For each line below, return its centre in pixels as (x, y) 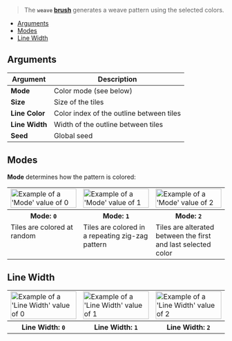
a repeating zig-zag (116, 235)
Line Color (28, 113)
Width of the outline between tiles (109, 124)
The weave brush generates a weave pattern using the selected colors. (124, 10)
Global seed (74, 135)
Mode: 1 (116, 215)
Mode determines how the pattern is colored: (71, 177)
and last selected (183, 244)
